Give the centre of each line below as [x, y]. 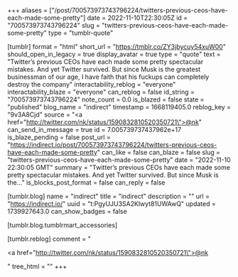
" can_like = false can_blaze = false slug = [159, 152]
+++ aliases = [28, 10]
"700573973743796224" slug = [54, 25]
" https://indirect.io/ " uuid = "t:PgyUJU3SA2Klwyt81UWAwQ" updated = [112, 204]
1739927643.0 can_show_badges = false [67, 211]
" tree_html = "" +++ [37, 266]
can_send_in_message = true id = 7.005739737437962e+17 [94, 130]
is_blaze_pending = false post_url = [59, 137]
